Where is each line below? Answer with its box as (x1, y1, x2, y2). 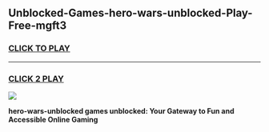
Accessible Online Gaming (8, 114, 98, 124)
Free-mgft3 (8, 19, 67, 33)
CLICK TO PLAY (8, 43, 70, 54)
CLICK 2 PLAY (8, 73, 64, 84)
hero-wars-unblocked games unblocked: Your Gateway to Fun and (8, 106, 235, 115)
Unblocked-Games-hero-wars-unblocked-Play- (8, 6, 253, 20)
